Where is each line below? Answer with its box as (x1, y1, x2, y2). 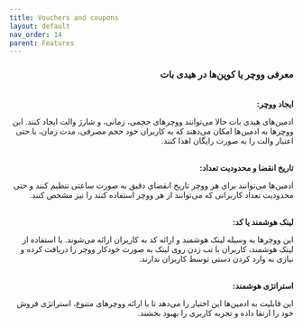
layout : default (9, 22, 70, 31)
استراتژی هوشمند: (232, 280, 294, 291)
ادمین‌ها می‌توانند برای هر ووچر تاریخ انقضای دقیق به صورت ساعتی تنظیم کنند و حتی (13, 180, 294, 191)
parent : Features (9, 38, 75, 48)
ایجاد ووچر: (256, 98, 294, 109)
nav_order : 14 (9, 30, 63, 39)
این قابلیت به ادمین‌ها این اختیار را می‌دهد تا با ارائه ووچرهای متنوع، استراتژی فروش (16, 297, 294, 308)
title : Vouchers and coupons (9, 13, 119, 23)
